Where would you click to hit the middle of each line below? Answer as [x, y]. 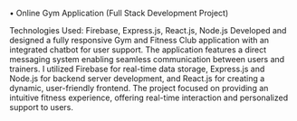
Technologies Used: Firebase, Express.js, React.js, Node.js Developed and [148, 30]
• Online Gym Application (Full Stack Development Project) [119, 13]
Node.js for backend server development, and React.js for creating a [137, 79]
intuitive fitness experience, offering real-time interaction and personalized [148, 98]
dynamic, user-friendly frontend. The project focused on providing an [139, 88]
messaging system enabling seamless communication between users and [147, 59]
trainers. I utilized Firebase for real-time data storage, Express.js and [137, 69]
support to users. [42, 107]
